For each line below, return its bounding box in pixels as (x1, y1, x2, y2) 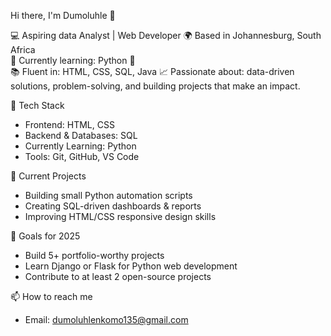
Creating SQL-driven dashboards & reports (24, 200, 202, 212)
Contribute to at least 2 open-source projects (24, 271, 212, 282)
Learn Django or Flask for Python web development (24, 260, 238, 272)
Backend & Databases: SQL (24, 130, 138, 141)
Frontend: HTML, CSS (24, 119, 115, 130)
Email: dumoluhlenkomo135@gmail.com (24, 314, 189, 325)
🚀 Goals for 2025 (10, 230, 81, 242)
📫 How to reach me (10, 291, 93, 302)
